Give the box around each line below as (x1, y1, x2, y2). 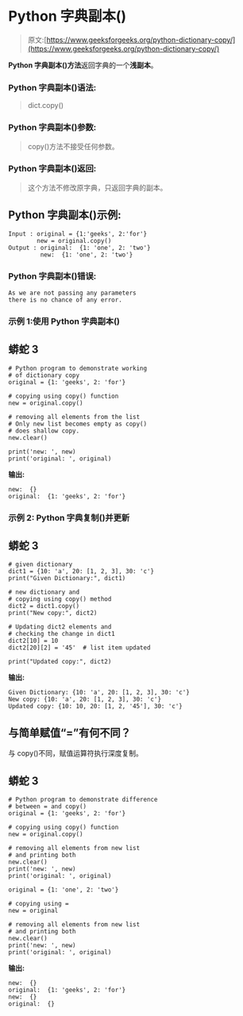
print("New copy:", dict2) (8, 609, 98, 618)
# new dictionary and (8, 588, 80, 596)
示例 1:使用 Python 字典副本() (8, 315, 121, 326)
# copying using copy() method (8, 595, 112, 603)
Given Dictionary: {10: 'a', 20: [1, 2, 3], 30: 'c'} (8, 688, 191, 697)
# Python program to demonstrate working (8, 364, 148, 372)
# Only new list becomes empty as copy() (8, 420, 148, 428)
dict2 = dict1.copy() (8, 602, 80, 610)
